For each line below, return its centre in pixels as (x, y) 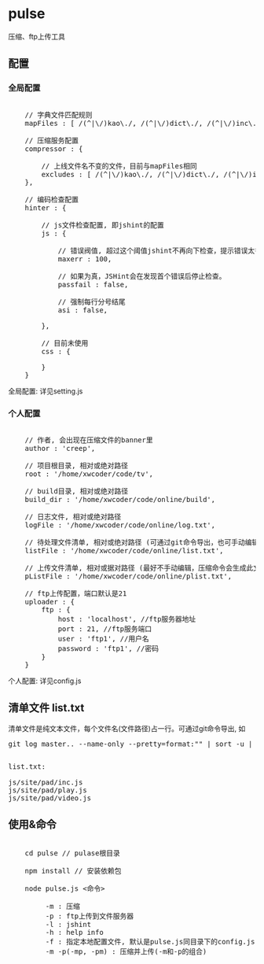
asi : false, (83, 310)
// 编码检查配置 (52, 199)
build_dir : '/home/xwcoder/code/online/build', (120, 499)
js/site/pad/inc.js (46, 782)
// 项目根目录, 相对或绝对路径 (76, 465)
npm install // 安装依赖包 (73, 871)
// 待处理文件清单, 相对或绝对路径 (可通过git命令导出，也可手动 (135, 542)
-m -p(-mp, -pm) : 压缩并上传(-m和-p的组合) (126, 951)
